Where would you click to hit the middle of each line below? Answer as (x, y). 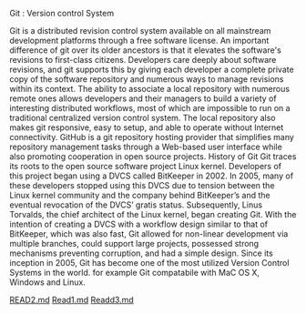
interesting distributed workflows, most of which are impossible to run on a (150, 108)
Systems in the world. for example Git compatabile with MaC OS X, (135, 273)
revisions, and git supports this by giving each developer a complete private (152, 69)
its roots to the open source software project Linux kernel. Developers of (146, 166)
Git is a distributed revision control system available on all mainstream (140, 30)
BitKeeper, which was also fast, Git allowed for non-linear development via (149, 234)
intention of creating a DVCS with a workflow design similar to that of (139, 224)
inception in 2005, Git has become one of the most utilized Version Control (149, 263)
